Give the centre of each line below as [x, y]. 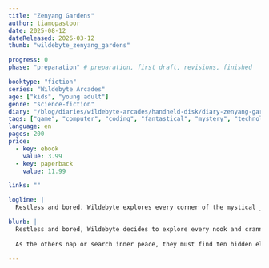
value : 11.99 [44, 171]
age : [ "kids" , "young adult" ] [59, 97]
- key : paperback [44, 164]
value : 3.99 [42, 156]
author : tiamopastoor [44, 23]
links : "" [25, 186]
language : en [30, 126]
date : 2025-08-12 [37, 30]
